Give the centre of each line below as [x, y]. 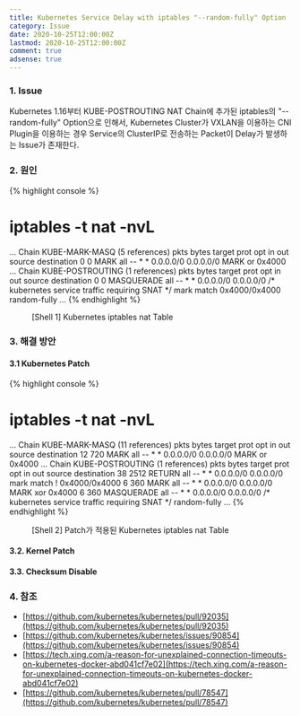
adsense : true [36, 59]
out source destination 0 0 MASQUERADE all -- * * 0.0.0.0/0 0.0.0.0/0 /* [142, 280]
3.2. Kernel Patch [42, 551]
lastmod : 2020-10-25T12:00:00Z [68, 43]
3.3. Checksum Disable [53, 572]
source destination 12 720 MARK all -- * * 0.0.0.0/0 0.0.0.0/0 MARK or [138, 454]
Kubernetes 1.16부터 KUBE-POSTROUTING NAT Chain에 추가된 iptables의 [142, 111]
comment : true [36, 51]
